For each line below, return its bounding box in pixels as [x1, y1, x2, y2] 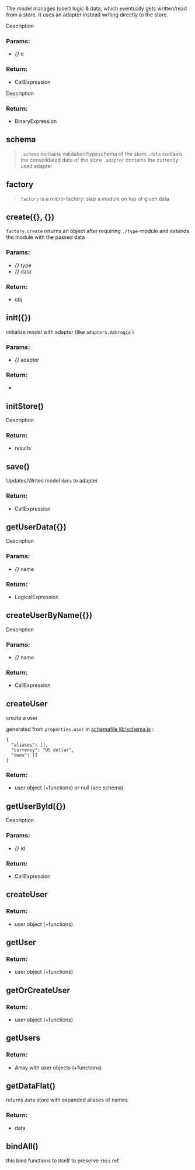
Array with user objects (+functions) [14, 1064, 102, 1071]
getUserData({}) [6, 522, 67, 532]
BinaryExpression [14, 117, 57, 125]
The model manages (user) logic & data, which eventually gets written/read [6, 5, 187, 12]
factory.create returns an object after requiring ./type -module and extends [6, 228, 190, 235]
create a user [6, 714, 38, 721]
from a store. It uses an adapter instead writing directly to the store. [6, 11, 168, 18]
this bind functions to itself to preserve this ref [6, 1157, 119, 1164]
